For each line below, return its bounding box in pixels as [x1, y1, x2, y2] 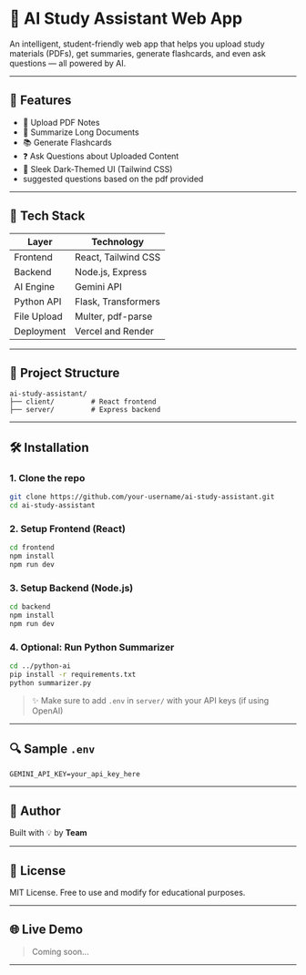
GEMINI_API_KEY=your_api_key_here [9, 770, 141, 779]
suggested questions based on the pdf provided [22, 173, 204, 184]
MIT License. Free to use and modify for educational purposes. [9, 888, 246, 898]
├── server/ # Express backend [9, 405, 161, 415]
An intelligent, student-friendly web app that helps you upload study [9, 38, 266, 49]
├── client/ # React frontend [9, 397, 157, 406]
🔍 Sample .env [9, 741, 96, 756]
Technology [90, 235, 144, 248]
